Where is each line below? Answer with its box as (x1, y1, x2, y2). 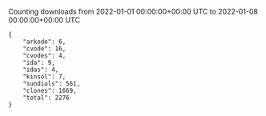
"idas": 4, (22, 66, 59, 74)
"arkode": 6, (22, 38, 66, 46)
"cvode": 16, (22, 45, 66, 53)
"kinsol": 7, (22, 73, 66, 81)
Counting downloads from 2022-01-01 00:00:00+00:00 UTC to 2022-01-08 (8, 7, 259, 16)
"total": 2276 (22, 94, 70, 102)
